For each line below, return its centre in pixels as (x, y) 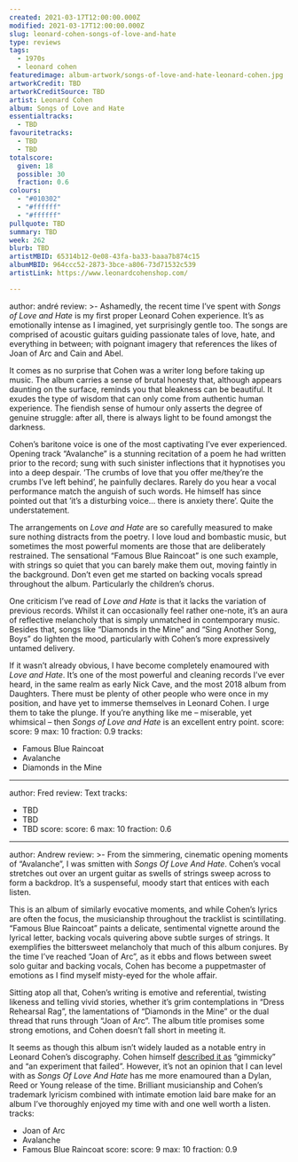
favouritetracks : (41, 133)
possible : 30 (41, 174)
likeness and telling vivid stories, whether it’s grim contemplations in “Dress (147, 1001)
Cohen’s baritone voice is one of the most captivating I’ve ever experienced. (148, 444)
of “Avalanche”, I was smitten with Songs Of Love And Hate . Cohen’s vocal (145, 864)
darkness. (27, 427)
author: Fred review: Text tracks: (68, 793)
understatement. (39, 510)
